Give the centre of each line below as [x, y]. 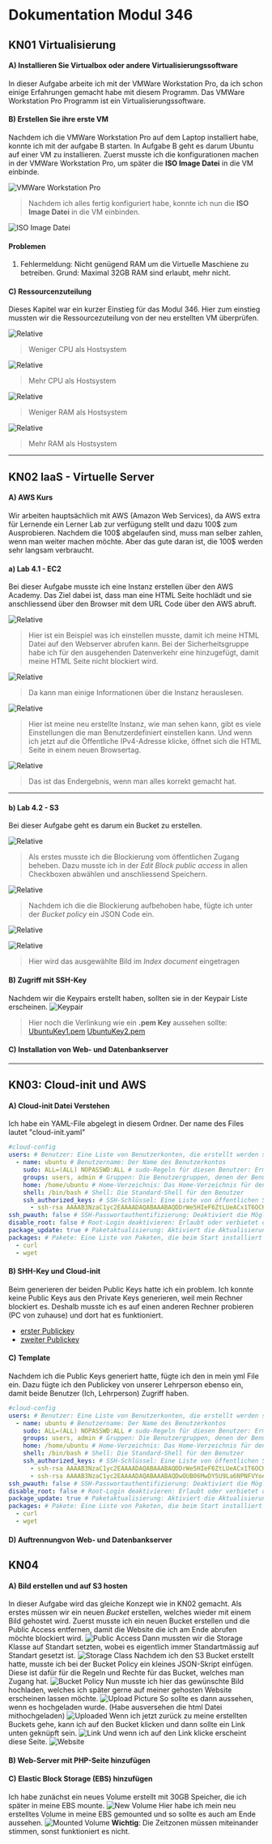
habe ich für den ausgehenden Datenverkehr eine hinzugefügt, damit [143, 653]
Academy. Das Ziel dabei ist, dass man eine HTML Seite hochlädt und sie [130, 595]
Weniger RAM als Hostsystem [78, 412]
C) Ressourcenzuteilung [50, 291]
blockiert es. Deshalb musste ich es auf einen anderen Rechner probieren [131, 1306]
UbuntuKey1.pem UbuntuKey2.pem [87, 1031]
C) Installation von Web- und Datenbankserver [88, 1050]
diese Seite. [28, 1742]
